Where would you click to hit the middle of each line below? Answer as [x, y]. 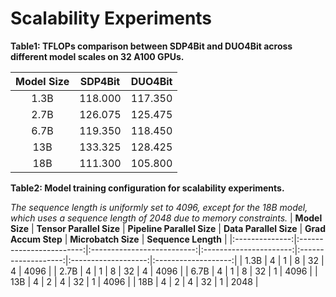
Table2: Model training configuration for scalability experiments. [147, 188]
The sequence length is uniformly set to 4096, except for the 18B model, [159, 207]
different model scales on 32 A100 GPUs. [97, 56]
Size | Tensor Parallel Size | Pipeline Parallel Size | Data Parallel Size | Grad [168, 228]
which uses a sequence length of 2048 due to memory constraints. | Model [166, 218]
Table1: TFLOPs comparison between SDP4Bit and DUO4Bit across [151, 46]
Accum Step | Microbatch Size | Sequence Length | [119, 239]
